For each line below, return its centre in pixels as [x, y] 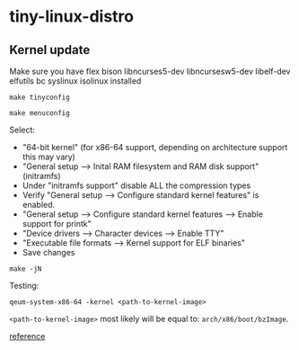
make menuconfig [40, 113]
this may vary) [49, 157]
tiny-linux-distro [72, 17]
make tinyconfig [40, 97]
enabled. [39, 205]
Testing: [24, 286]
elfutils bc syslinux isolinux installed [75, 81]
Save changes [48, 252]
